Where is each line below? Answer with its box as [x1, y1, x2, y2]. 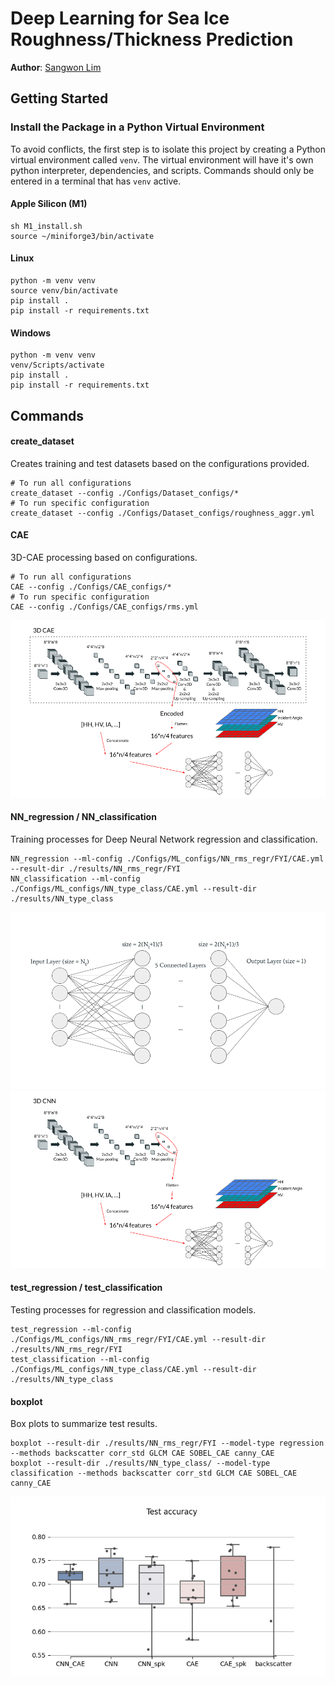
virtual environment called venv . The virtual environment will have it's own [10, 153, 314, 166]
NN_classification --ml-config [10, 873, 141, 884]
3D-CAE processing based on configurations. [10, 552, 198, 564]
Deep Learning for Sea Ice [10, 7, 230, 30]
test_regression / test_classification [10, 1282, 163, 1294]
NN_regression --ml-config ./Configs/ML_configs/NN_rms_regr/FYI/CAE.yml [10, 853, 325, 864]
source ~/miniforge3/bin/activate [10, 231, 155, 241]
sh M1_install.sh [10, 221, 83, 231]
